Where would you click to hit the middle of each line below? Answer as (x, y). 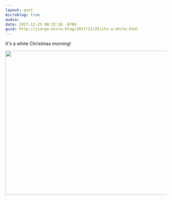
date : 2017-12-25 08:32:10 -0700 (41, 24)
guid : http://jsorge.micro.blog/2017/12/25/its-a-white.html (72, 29)
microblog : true (23, 15)
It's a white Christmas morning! (38, 43)
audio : (12, 19)
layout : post (19, 10)
